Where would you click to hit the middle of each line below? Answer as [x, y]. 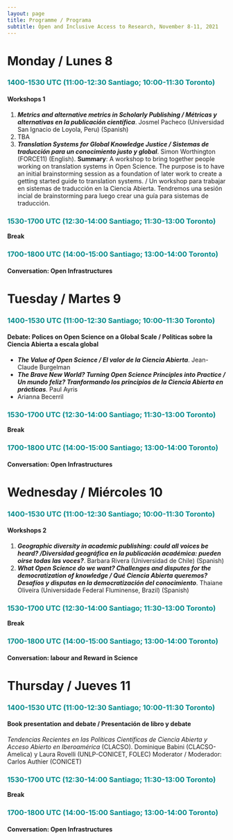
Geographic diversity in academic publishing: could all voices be [113, 546]
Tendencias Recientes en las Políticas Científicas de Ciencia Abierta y [107, 739]
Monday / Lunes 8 [60, 61]
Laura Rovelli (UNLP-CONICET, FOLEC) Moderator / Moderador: [130, 755]
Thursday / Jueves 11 [69, 686]
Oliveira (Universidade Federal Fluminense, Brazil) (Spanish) [103, 590]
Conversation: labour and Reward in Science [73, 657]
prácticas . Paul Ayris [48, 389]
